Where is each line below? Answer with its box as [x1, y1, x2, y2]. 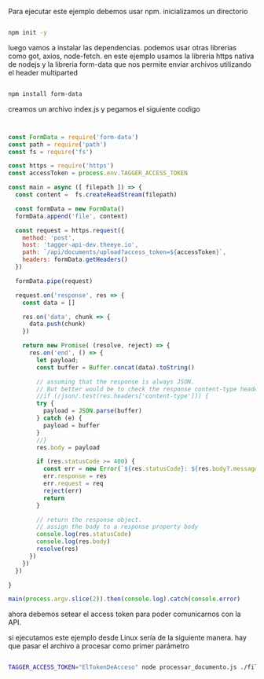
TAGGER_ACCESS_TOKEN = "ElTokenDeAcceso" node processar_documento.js [8, 663, 237, 671]
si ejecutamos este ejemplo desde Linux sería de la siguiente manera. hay [8, 633, 247, 643]
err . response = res [42, 472, 108, 480]
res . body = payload [36, 443, 101, 451]
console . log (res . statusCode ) [36, 530, 132, 538]
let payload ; [36, 356, 79, 364]
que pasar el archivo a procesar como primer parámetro [8, 641, 190, 651]
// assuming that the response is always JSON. [36, 377, 195, 386]
